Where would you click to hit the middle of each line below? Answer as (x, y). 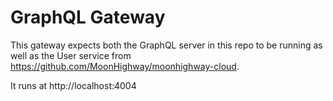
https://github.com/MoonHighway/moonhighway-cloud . (125, 66)
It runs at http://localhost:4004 (73, 85)
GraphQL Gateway (88, 17)
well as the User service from (71, 55)
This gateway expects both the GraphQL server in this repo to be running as (166, 45)
